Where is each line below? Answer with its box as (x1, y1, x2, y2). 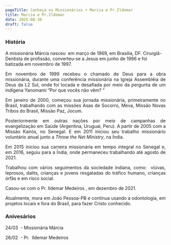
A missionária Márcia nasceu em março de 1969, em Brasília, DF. (5, 50, 142, 56)
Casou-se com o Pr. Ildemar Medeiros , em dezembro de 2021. (5, 185, 136, 191)
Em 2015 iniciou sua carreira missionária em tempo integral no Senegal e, (5, 144, 166, 150)
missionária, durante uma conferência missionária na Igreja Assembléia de (5, 76, 166, 82)
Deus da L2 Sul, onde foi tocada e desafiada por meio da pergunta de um (5, 81, 166, 88)
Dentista (5, 56, 23, 62)
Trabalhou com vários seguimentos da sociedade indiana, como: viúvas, (5, 164, 166, 171)
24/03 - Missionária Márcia (5, 225, 64, 231)
